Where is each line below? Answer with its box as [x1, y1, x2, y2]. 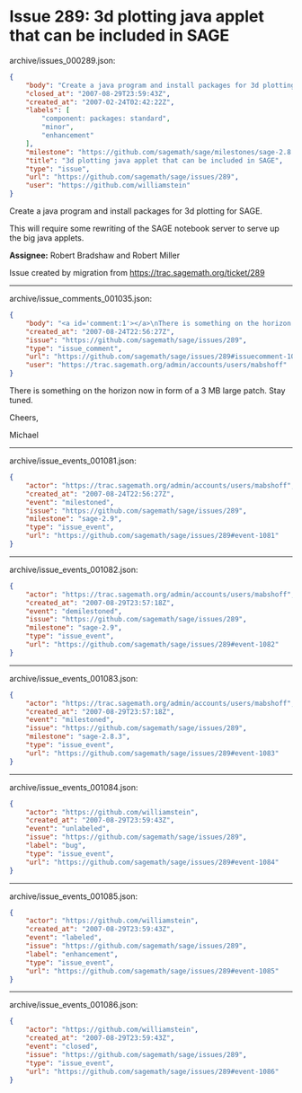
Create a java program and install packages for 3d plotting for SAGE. [9, 206, 263, 216]
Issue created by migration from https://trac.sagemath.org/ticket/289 [9, 268, 265, 278]
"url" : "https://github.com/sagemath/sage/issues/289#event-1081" [25, 532, 280, 541]
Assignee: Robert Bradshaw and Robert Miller [9, 250, 181, 261]
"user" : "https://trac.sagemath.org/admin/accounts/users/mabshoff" [25, 361, 288, 370]
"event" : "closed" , [25, 1042, 99, 1052]
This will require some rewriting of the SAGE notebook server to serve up [9, 223, 280, 234]
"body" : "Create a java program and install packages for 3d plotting [25, 81, 296, 90]
